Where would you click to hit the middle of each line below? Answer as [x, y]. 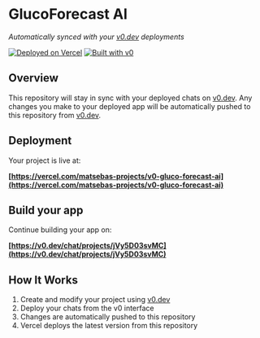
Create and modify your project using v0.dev [95, 300]
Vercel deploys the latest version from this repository [109, 326]
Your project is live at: [45, 160]
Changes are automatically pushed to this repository [108, 317]
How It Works [43, 280]
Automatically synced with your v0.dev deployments [96, 37]
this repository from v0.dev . [55, 115]
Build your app [46, 210]
